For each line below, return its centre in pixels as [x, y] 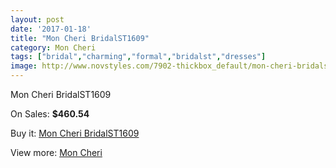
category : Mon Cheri [53, 47]
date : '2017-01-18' [51, 29]
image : [24, 66]
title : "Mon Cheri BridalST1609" [80, 38]
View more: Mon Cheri [56, 152]
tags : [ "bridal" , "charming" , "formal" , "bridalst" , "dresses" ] [138, 57]
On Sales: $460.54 [50, 114]
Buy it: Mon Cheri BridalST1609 [75, 133]
